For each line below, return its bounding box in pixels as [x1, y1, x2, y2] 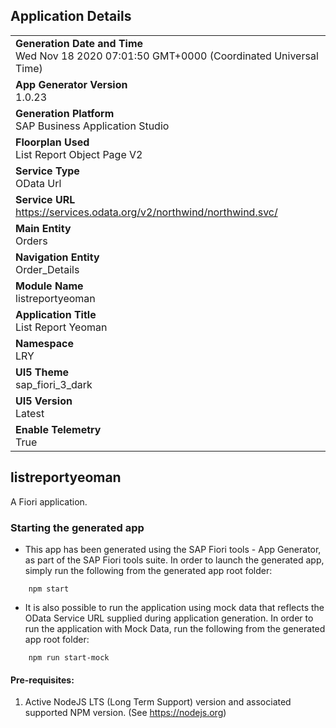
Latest [15, 406, 45, 420]
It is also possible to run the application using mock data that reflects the [24, 601, 325, 613]
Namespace [15, 336, 75, 350]
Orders [15, 234, 48, 248]
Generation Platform [15, 106, 115, 120]
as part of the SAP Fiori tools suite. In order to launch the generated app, [24, 554, 325, 566]
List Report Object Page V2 [15, 147, 143, 161]
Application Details [10, 8, 132, 25]
